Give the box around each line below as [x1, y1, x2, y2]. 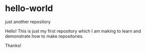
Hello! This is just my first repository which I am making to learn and [5, 28, 141, 34]
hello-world [5, 3, 54, 14]
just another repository [5, 19, 51, 25]
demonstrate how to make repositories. [5, 33, 84, 39]
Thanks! [5, 42, 21, 48]
